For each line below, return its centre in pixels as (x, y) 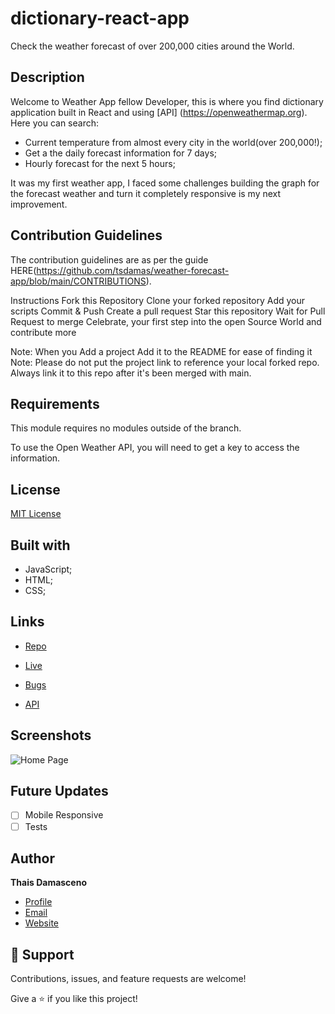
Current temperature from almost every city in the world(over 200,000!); (173, 142)
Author (32, 858)
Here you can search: (55, 123)
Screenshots (51, 735)
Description (47, 77)
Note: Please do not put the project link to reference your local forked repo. (165, 362)
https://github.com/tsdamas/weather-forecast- (133, 270)
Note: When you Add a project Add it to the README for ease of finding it (161, 351)
